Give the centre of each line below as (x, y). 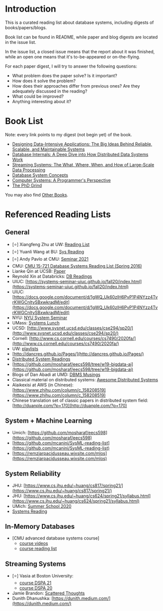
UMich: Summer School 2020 (42, 506)
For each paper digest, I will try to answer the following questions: (71, 66)
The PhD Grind (27, 185)
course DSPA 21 (35, 583)
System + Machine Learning (49, 421)
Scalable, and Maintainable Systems (48, 149)
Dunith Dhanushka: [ (33, 598)
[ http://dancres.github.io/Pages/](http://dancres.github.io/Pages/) (78, 354)
